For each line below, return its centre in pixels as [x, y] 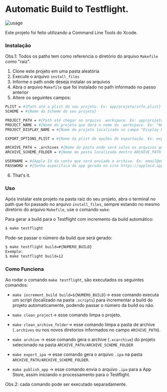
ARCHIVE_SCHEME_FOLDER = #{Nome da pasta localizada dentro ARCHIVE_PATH [83, 152]
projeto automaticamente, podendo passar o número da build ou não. [83, 305]
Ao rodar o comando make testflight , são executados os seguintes [75, 280]
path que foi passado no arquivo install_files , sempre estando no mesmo [83, 204]
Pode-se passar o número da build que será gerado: [59, 238]
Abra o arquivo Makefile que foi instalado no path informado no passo [84, 87]
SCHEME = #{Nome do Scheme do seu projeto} [51, 111]
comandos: [17, 285]
